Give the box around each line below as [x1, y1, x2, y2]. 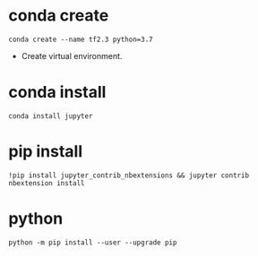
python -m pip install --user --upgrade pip [8, 238, 177, 247]
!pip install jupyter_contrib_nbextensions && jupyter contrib [8, 171, 250, 180]
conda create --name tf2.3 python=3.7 [8, 35, 153, 44]
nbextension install [8, 178, 86, 188]
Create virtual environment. [21, 50, 123, 61]
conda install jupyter [8, 111, 93, 121]
